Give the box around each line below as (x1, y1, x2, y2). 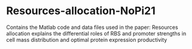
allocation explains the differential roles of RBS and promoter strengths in (6, 30, 187, 37)
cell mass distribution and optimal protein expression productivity (6, 36, 167, 43)
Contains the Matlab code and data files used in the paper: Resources (6, 24, 178, 31)
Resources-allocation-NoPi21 (6, 4, 156, 18)
